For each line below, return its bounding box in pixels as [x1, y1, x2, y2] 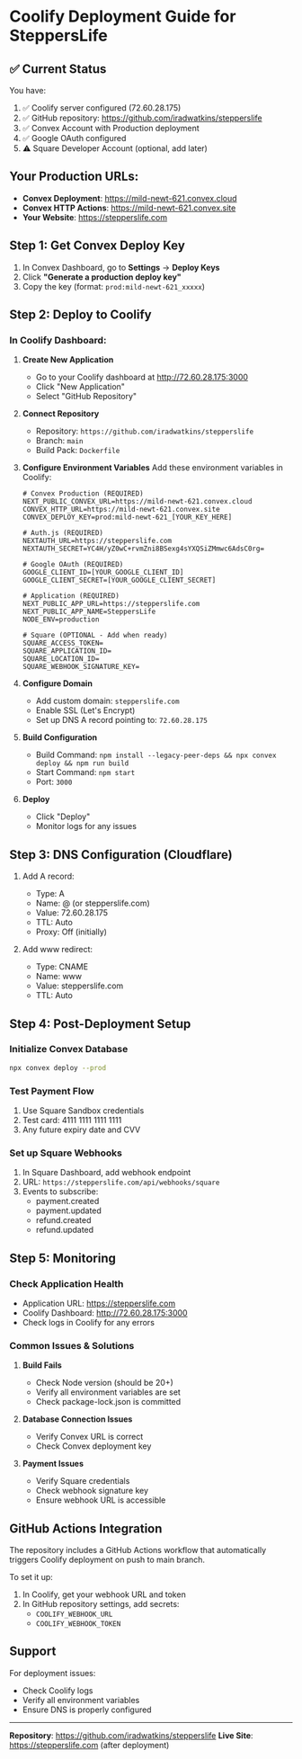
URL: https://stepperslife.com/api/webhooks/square [22, 1176, 220, 1188]
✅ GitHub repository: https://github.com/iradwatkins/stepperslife [22, 112, 262, 123]
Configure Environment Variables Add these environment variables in [22, 462, 283, 473]
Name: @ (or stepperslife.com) [35, 897, 150, 909]
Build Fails [22, 1360, 63, 1371]
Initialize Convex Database [9, 1043, 129, 1056]
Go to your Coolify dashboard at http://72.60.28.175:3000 [35, 371, 249, 383]
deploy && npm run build [35, 759, 129, 768]
